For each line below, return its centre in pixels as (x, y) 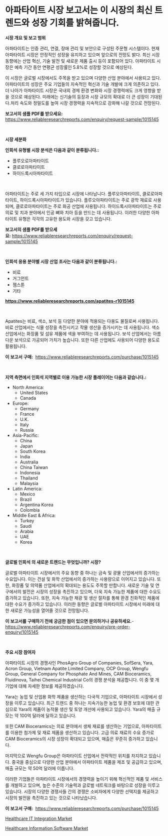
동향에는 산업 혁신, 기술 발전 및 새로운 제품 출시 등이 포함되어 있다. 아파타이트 (80, 61)
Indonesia (30, 472)
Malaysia (29, 483)
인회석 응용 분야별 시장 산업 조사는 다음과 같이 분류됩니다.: (61, 261)
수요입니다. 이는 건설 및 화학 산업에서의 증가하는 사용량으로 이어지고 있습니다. (80, 579)
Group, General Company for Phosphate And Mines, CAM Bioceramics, (78, 674)
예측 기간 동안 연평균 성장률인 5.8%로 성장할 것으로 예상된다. (74, 67)
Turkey (27, 521)
